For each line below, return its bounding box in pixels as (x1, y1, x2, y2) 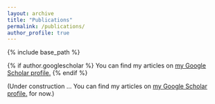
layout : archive (7, 10, 54, 17)
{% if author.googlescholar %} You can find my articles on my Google (7, 61, 207, 70)
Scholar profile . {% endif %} (7, 69, 88, 77)
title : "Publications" (7, 17, 73, 23)
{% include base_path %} (7, 48, 80, 56)
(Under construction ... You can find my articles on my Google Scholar (7, 82, 208, 90)
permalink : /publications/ (7, 23, 85, 30)
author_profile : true (7, 29, 70, 37)
